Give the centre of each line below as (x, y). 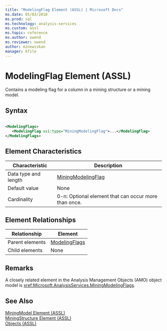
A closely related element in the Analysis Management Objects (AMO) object (83, 280)
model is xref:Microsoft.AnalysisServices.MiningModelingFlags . (70, 285)
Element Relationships (41, 220)
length (15, 180)
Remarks (19, 268)
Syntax (16, 111)
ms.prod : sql (19, 19)
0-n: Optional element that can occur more (107, 196)
